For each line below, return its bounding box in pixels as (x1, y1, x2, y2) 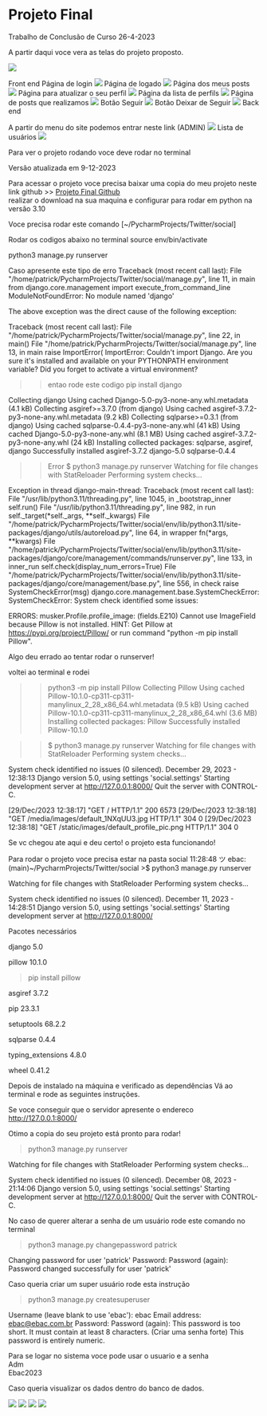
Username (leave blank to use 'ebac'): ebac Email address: (8, 1310, 202, 1320)
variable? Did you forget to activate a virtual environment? (8, 364, 198, 374)
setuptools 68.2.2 (8, 1019, 66, 1029)
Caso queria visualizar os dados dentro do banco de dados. (8, 1383, 205, 1393)
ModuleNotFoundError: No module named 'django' (8, 291, 175, 301)
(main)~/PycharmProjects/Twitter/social (8, 863, 139, 872)
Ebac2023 (8, 1367, 42, 1377)
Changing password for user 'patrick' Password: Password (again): (8, 1255, 229, 1265)
